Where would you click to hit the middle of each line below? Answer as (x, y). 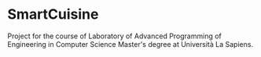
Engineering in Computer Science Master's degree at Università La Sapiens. (130, 44)
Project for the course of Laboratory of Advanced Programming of (114, 36)
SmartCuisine (53, 14)
